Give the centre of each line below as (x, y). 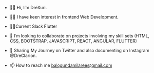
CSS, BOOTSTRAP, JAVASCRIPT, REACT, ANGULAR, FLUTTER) (73, 41)
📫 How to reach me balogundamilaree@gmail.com (61, 65)
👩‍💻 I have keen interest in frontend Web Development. (64, 17)
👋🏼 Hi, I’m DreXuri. (28, 8)
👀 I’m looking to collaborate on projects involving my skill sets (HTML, (79, 36)
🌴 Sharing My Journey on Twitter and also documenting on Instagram (79, 50)
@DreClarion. (23, 55)
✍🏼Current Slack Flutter (33, 26)
